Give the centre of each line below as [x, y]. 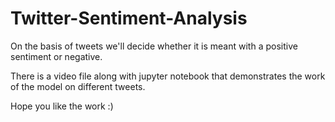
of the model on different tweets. [78, 86]
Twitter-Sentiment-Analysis [129, 18]
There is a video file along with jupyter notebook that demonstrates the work [168, 76]
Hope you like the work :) [62, 106]
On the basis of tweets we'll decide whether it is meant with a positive [154, 46]
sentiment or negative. [56, 56]
